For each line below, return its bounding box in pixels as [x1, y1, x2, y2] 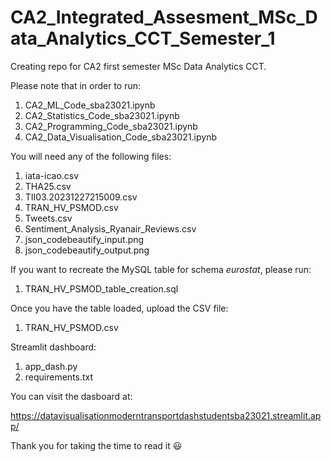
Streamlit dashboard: [10, 341, 97, 353]
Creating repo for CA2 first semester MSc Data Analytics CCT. [10, 60, 267, 72]
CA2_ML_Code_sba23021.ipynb [24, 99, 156, 111]
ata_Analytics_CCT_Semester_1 [10, 27, 276, 50]
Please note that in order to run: [10, 79, 142, 91]
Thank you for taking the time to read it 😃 [10, 439, 183, 451]
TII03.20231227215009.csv [24, 191, 138, 203]
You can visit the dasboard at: [10, 390, 133, 402]
